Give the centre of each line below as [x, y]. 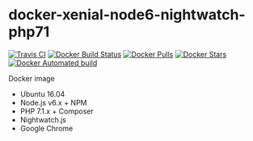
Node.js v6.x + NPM [53, 102]
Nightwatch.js [43, 119]
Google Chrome [46, 128]
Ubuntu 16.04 [42, 93]
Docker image [32, 78]
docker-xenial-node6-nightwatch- [127, 15]
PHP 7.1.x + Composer [57, 111]
